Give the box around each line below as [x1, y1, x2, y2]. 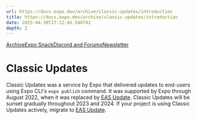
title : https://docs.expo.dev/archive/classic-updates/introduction [6, 14, 178, 20]
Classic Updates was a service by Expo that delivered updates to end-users [6, 81, 191, 88]
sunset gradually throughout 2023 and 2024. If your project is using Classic [6, 100, 190, 107]
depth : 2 [6, 25, 28, 31]
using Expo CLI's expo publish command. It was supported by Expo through [6, 88, 192, 95]
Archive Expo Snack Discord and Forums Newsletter [6, 41, 129, 48]
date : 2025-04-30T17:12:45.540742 [6, 19, 91, 25]
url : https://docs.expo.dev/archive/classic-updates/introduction [6, 8, 173, 15]
